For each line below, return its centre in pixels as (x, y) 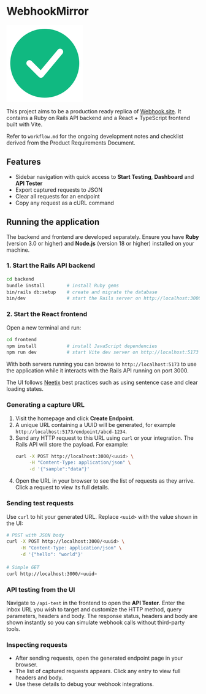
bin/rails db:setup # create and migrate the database (82, 292)
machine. (18, 250)
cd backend (20, 279)
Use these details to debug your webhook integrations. (85, 684)
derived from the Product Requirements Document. (71, 143)
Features (24, 162)
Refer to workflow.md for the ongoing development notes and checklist (95, 136)
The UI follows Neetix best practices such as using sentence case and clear (102, 383)
